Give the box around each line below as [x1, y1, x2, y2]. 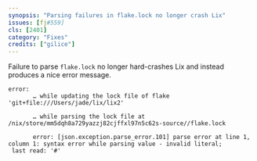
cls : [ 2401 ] [8, 26, 47, 34]
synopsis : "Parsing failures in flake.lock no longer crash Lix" [8, 11, 226, 20]
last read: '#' [11, 147, 61, 155]
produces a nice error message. [8, 70, 112, 80]
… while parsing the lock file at [32, 113, 146, 121]
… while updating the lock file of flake [32, 92, 170, 100]
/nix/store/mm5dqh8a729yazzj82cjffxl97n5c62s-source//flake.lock [8, 120, 226, 127]
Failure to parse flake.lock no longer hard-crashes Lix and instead [8, 62, 225, 71]
